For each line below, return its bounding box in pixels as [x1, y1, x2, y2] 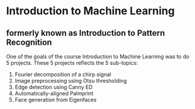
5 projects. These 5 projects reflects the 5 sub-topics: [6, 60, 138, 66]
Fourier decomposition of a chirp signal [14, 71, 111, 78]
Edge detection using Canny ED [14, 83, 93, 91]
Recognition [6, 37, 52, 47]
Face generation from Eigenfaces [14, 96, 97, 103]
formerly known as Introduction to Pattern [6, 28, 165, 38]
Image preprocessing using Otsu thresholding [14, 77, 127, 84]
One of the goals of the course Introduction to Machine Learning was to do [6, 53, 190, 60]
